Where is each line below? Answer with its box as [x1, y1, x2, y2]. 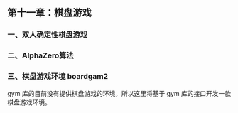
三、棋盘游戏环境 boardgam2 [7, 72, 109, 82]
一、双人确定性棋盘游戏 [7, 30, 87, 40]
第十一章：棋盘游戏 [7, 6, 92, 19]
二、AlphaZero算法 [7, 50, 74, 60]
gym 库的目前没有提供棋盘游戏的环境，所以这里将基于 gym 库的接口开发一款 [7, 89, 232, 97]
